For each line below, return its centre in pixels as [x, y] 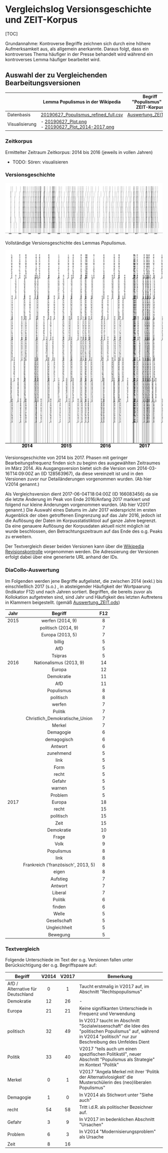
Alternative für [22, 989]
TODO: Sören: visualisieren [40, 162]
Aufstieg [59, 879]
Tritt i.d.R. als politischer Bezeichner [116, 1107]
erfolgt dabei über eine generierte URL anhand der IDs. [62, 557]
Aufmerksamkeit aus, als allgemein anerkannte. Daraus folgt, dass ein [77, 49]
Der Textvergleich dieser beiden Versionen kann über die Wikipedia [74, 546]
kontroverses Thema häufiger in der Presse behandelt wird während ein [79, 54]
